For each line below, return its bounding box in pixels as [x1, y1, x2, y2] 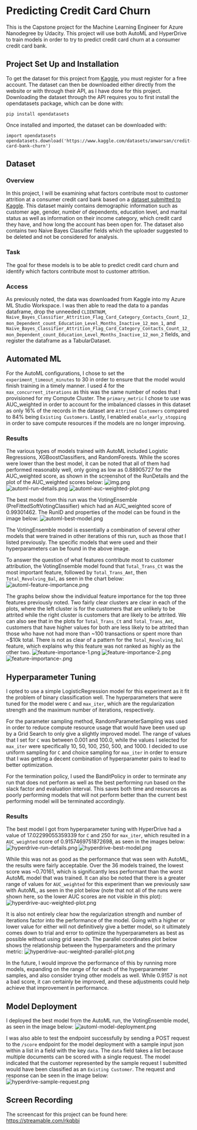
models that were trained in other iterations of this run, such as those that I [6, 533, 186, 540]
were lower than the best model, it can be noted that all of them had [6, 460, 170, 467]
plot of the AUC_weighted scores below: [6, 479, 104, 486]
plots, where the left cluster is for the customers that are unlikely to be [6, 605, 176, 613]
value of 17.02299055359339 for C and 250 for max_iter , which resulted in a [6, 832, 190, 839]
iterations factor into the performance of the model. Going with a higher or [6, 917, 185, 924]
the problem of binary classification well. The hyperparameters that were [6, 693, 182, 701]
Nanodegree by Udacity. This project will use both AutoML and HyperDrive [6, 29, 187, 36]
